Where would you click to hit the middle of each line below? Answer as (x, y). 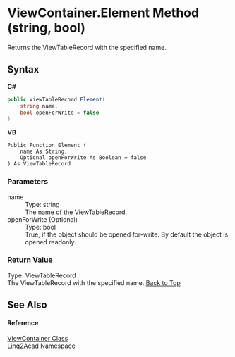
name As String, (44, 152)
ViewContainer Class (38, 339)
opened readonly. (50, 242)
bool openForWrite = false (60, 113)
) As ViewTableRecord (39, 164)
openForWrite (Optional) (42, 219)
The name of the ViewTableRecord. (76, 212)
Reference (23, 322)
